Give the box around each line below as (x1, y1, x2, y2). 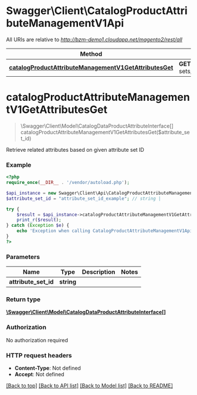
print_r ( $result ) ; (16, 217, 62, 223)
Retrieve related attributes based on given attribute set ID (6, 146, 145, 153)
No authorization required (6, 336, 69, 343)
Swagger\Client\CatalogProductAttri (6, 4, 188, 18)
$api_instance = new (6, 190, 57, 196)
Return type (6, 295, 41, 304)
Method (80, 50, 103, 58)
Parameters (6, 253, 40, 261)
